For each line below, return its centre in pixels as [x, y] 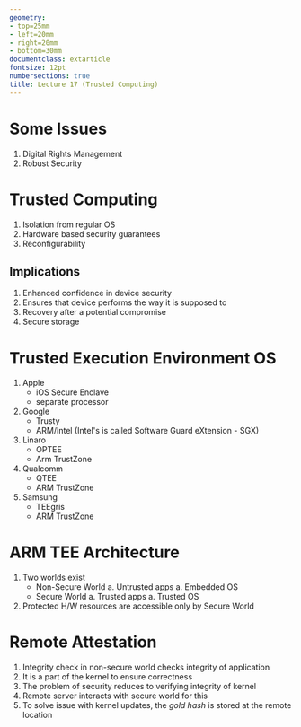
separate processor [72, 402]
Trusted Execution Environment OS [143, 358]
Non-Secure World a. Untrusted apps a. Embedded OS [137, 587]
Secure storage [51, 322]
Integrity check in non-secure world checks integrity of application [146, 667]
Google [36, 412]
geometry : [28, 18]
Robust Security [52, 163]
